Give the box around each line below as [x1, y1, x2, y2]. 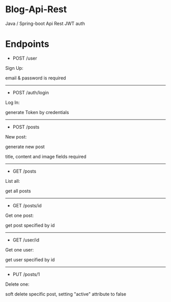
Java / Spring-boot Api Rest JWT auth [5, 20, 85, 26]
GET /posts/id [12, 202, 42, 208]
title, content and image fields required [5, 153, 87, 159]
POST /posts [12, 124, 40, 130]
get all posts [5, 187, 32, 194]
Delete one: [5, 281, 30, 287]
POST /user [12, 55, 37, 61]
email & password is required [5, 75, 66, 81]
